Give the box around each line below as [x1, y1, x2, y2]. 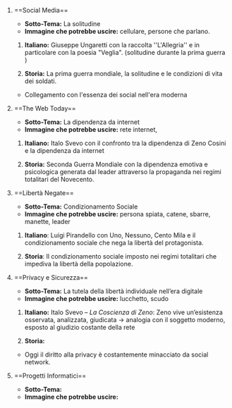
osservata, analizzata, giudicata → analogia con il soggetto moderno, [24, 316, 226, 323]
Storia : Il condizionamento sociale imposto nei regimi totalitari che [24, 252, 217, 260]
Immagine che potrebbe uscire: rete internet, [24, 125, 157, 133]
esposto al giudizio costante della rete [24, 323, 135, 331]
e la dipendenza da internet [24, 147, 104, 154]
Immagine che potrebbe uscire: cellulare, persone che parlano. [24, 27, 210, 35]
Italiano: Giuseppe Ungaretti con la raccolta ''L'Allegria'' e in [24, 41, 200, 49]
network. [24, 358, 51, 366]
